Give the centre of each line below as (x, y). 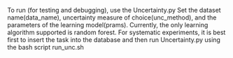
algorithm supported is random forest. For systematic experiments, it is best (116, 32)
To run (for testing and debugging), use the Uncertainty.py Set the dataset (114, 10)
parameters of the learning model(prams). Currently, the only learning (108, 25)
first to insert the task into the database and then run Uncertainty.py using (114, 40)
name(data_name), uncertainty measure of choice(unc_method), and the (112, 17)
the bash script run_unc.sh (45, 47)
